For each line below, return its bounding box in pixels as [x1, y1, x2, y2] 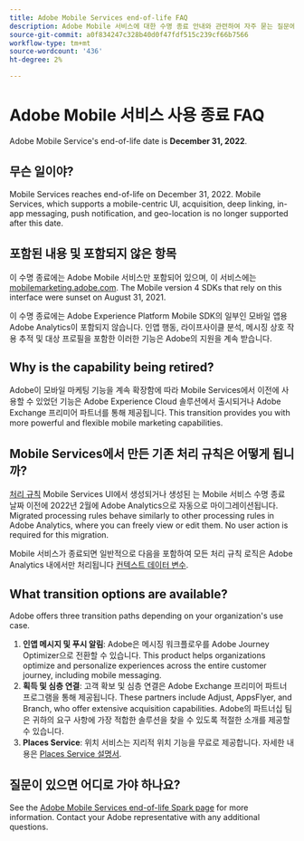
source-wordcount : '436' [9, 47, 103, 56]
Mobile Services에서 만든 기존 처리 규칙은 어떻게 [9, 445, 270, 462]
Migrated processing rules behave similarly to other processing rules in [9, 511, 274, 521]
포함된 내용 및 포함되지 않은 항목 [9, 246, 177, 262]
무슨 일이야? [9, 164, 74, 179]
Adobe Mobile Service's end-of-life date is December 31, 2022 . [9, 135, 248, 146]
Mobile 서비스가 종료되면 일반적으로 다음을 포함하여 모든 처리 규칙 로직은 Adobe [9, 549, 293, 559]
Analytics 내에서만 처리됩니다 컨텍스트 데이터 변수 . [9, 559, 189, 570]
